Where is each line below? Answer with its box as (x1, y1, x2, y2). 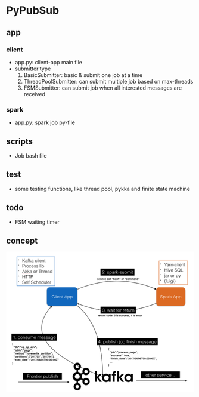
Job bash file (14, 152, 47, 159)
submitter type (14, 65, 51, 72)
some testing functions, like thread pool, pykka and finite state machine (14, 185, 191, 192)
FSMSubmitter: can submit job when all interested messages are (23, 84, 182, 91)
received (23, 90, 46, 97)
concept (6, 236, 38, 245)
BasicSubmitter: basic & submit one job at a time (23, 71, 143, 78)
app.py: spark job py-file (14, 119, 76, 126)
